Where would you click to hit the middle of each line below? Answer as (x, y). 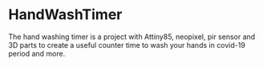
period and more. (37, 53)
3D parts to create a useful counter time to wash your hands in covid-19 (127, 45)
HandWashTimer (65, 15)
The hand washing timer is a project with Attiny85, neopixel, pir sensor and (132, 37)
